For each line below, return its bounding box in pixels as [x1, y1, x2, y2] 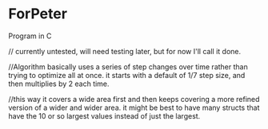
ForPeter [8, 5, 68, 23]
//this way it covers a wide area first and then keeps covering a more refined [8, 94, 260, 104]
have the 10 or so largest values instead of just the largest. [8, 111, 201, 120]
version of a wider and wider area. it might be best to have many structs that [8, 103, 260, 112]
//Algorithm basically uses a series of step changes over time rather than [8, 61, 248, 72]
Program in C [8, 31, 52, 41]
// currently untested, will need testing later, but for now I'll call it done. [8, 46, 242, 56]
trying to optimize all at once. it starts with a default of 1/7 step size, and [8, 70, 246, 80]
